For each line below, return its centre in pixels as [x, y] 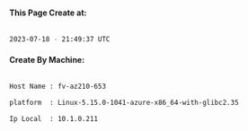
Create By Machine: [47, 59]
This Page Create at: [48, 13]
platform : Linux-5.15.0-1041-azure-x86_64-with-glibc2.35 [124, 103]
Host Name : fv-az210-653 [58, 87]
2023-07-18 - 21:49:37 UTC [60, 39]
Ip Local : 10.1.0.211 [54, 119]
